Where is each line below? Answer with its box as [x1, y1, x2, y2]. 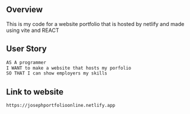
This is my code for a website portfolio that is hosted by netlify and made [6, 20, 185, 27]
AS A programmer [6, 59, 46, 66]
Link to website [6, 87, 64, 97]
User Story [6, 44, 47, 54]
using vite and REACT [6, 27, 59, 34]
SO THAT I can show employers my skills [6, 70, 108, 76]
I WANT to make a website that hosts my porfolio [6, 65, 132, 71]
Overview [6, 5, 43, 15]
